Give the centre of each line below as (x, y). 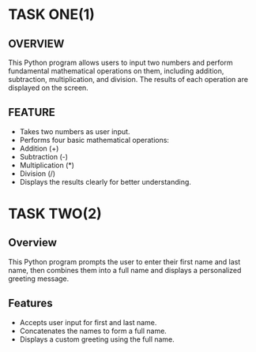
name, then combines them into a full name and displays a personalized (125, 270)
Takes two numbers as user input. (75, 131)
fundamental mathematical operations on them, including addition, (116, 71)
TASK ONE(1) (51, 15)
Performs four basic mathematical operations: (94, 140)
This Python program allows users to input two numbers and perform (120, 62)
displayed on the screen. (48, 88)
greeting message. (39, 279)
